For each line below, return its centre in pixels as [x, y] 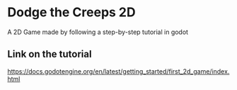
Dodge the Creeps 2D [71, 12]
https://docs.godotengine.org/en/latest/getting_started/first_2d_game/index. [118, 71]
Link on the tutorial [50, 54]
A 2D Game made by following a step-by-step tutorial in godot [98, 32]
